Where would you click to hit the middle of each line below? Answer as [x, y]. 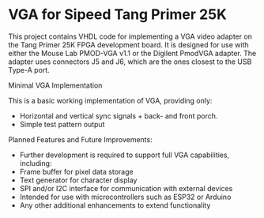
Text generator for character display [78, 180]
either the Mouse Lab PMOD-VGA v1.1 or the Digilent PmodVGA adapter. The [132, 53]
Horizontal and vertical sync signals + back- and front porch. [119, 115]
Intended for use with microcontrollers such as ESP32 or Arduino [125, 197]
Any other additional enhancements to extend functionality [115, 205]
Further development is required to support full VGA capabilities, [124, 155]
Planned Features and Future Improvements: [80, 139]
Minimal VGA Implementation [55, 85]
